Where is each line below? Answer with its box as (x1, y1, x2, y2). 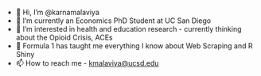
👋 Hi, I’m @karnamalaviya (15, 8, 99, 17)
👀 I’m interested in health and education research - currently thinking (15, 25, 242, 33)
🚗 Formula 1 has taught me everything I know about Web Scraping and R (15, 41, 253, 51)
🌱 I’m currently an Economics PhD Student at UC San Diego (15, 16, 212, 25)
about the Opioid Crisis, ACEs (15, 32, 113, 42)
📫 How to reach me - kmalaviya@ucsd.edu (15, 59, 159, 67)
